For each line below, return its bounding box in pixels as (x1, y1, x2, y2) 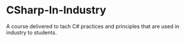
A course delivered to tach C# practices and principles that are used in (6, 23, 180, 30)
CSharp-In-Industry (6, 3, 106, 17)
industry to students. (6, 29, 57, 36)
